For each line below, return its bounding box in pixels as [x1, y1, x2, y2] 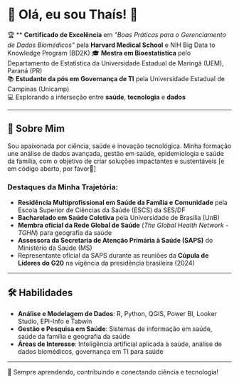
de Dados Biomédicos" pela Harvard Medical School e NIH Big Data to [7, 41, 216, 49]
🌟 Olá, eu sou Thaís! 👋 [7, 6, 139, 23]
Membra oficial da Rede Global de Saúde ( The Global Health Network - [17, 221, 229, 230]
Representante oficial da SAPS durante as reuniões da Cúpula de [17, 251, 209, 260]
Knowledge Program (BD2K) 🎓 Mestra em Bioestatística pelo [7, 48, 191, 57]
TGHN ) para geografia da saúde [17, 229, 112, 237]
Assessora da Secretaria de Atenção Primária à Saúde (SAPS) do [17, 236, 213, 245]
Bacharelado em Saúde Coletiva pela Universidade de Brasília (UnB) [17, 214, 221, 222]
